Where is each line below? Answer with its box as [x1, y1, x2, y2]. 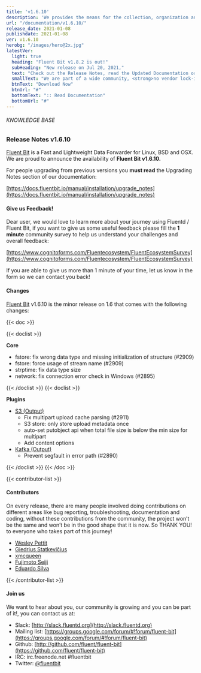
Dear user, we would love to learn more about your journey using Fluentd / [6, 218, 190, 226]
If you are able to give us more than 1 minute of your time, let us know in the [6, 267, 193, 274]
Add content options [23, 439, 75, 446]
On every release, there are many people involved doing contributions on [6, 502, 187, 509]
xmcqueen [14, 552, 42, 559]
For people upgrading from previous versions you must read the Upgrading [6, 167, 193, 174]
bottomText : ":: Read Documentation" [11, 92, 106, 98]
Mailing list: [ [14, 628, 47, 635]
